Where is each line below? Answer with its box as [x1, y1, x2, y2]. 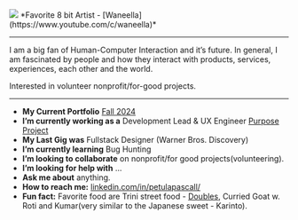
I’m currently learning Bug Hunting [21, 144, 152, 154]
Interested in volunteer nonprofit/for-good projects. [9, 81, 197, 91]
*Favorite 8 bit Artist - [20, 10, 101, 20]
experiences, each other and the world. [9, 64, 153, 74]
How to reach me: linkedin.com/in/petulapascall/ [21, 182, 201, 192]
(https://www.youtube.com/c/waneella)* [9, 20, 157, 29]
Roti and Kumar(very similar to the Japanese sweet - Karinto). [21, 200, 248, 211]
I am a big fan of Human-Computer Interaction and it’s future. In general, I [9, 44, 278, 55]
